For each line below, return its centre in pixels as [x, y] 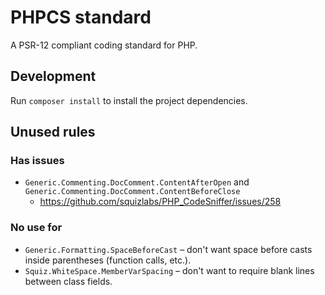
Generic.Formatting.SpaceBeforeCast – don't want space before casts [168, 249]
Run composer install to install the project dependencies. [129, 100]
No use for [36, 228]
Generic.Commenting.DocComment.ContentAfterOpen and [137, 182]
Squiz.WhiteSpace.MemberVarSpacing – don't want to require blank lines [169, 270]
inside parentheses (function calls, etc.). [108, 260]
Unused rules [53, 132]
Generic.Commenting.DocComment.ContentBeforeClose [132, 192]
